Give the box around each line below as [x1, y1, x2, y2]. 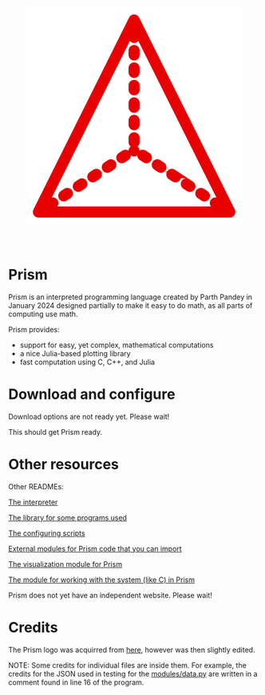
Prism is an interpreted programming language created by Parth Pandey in [8, 291, 253, 302]
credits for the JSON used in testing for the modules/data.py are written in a [8, 669, 258, 678]
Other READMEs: [8, 481, 64, 491]
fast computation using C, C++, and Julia [19, 357, 156, 367]
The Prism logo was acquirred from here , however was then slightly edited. [8, 645, 255, 654]
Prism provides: [8, 324, 60, 334]
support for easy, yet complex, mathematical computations [19, 339, 214, 350]
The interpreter [8, 497, 58, 507]
